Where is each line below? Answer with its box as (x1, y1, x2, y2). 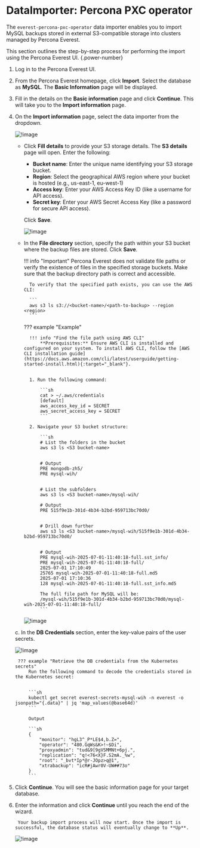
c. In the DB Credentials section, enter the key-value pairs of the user (14, 628, 186, 636)
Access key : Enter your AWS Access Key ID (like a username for (32, 186, 192, 193)
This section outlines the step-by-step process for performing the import (6, 47, 185, 54)
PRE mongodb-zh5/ (39, 465, 84, 472)
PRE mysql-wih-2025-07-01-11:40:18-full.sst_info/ (39, 554, 169, 560)
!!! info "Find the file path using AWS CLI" (29, 335, 144, 341)
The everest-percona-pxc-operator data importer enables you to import (6, 23, 182, 30)
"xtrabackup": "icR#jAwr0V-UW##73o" (39, 763, 130, 769)
